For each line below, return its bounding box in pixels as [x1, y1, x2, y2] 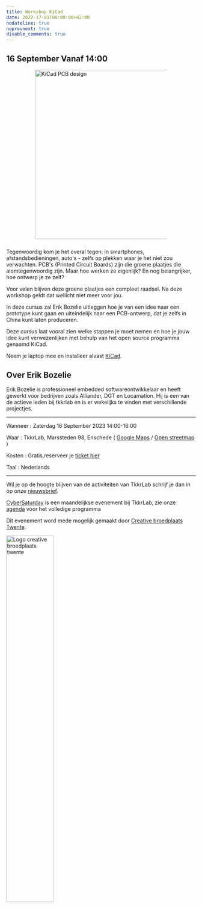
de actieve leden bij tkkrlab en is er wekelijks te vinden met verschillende [6, 398, 187, 406]
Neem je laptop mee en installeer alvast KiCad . [6, 353, 122, 360]
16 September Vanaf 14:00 [6, 54, 108, 64]
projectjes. [6, 404, 33, 412]
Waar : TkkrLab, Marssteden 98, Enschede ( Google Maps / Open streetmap [6, 434, 195, 441]
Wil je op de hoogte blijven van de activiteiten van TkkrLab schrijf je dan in [6, 481, 191, 488]
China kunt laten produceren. [6, 317, 79, 324]
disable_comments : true [6, 31, 66, 37]
